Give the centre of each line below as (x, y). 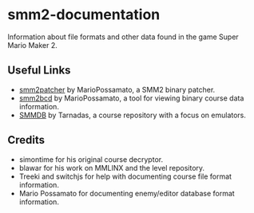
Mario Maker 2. (32, 45)
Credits (26, 140)
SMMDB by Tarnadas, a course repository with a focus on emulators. (133, 115)
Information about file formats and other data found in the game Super (123, 37)
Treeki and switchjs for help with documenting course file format (125, 176)
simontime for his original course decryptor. (91, 159)
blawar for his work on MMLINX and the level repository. (112, 168)
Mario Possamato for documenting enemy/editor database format (127, 193)
